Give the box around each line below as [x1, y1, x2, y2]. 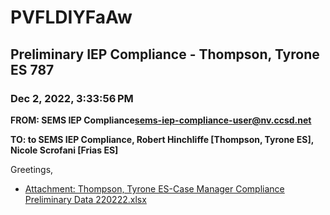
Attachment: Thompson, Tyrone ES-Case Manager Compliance [24, 182, 285, 195]
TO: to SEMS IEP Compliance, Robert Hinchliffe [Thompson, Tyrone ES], [10, 133, 314, 145]
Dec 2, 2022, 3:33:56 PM [10, 91, 134, 105]
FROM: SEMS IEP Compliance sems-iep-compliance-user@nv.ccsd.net [10, 114, 312, 126]
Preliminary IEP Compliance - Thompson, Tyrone [10, 46, 320, 63]
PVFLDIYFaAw [10, 6, 133, 29]
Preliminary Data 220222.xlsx [24, 193, 147, 205]
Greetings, [10, 163, 54, 175]
